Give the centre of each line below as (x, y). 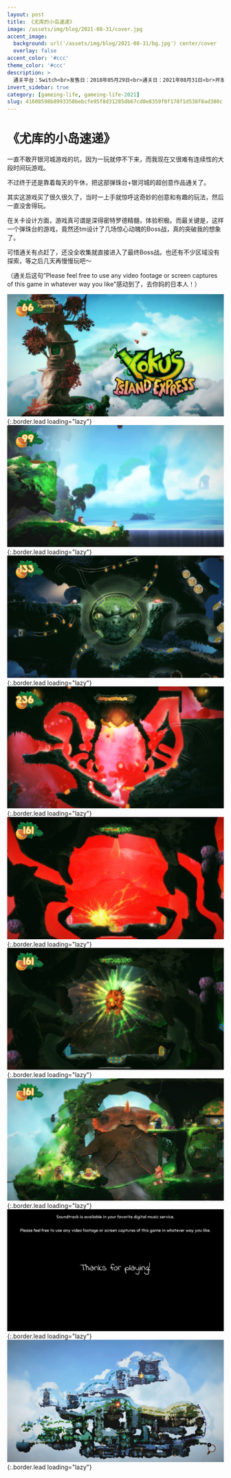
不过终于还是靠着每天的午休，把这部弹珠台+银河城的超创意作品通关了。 (109, 183)
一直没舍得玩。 (28, 206)
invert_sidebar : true (38, 87)
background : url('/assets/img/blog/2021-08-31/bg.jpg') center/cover (115, 44)
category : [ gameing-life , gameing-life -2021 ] (73, 94)
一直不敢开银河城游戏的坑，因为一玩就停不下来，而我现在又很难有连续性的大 (115, 159)
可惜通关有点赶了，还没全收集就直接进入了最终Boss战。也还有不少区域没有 (113, 252)
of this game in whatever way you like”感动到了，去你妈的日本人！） (104, 284)
